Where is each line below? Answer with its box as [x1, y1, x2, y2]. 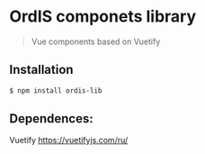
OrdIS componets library [9, 6, 197, 27]
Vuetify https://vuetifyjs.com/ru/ [9, 135, 129, 146]
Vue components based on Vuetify [31, 36, 161, 47]
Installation [9, 62, 74, 77]
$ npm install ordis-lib [9, 86, 102, 95]
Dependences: [9, 111, 94, 127]
